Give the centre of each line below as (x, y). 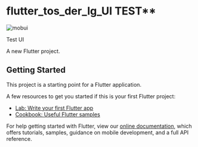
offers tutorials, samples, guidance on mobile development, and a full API (97, 132)
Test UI (15, 39)
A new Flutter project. (33, 51)
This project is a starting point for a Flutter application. (74, 84)
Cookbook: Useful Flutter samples (58, 114)
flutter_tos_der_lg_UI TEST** (81, 11)
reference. (19, 139)
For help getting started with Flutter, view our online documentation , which (99, 126)
